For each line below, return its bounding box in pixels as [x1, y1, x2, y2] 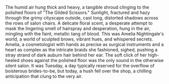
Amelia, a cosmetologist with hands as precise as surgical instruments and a [5, 41, 164, 47]
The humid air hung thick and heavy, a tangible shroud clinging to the [5, 4, 149, 10]
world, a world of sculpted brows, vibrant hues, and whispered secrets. [5, 36, 153, 42]
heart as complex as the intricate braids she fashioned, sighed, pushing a [5, 47, 158, 52]
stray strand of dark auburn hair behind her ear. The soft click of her [5, 52, 147, 58]
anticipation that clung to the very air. [5, 73, 83, 79]
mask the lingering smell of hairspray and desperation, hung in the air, [5, 25, 150, 31]
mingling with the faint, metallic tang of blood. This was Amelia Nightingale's [5, 31, 164, 36]
